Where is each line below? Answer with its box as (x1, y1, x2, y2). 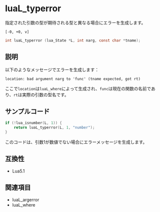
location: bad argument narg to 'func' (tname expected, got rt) (5, 76, 140, 81)
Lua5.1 (12, 168, 25, 174)
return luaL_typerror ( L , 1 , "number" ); (14, 125, 95, 130)
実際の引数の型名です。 (21, 91, 69, 98)
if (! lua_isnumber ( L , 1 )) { (5, 121, 62, 126)
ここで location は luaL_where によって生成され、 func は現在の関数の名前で (5, 85, 151, 91)
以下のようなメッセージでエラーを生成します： (5, 66, 99, 72)
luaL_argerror (12, 196, 40, 203)
